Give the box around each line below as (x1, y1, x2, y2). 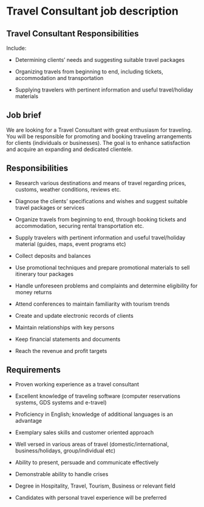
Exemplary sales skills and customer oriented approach (15, 429, 154, 436)
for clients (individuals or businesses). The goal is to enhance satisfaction (6, 139, 191, 146)
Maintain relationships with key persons (15, 323, 115, 331)
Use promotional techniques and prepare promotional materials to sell (15, 264, 190, 271)
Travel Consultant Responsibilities (6, 29, 139, 39)
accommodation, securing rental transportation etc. (15, 222, 144, 229)
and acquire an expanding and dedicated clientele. (6, 146, 133, 153)
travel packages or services (15, 204, 85, 211)
